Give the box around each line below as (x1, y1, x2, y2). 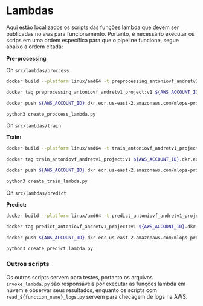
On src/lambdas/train (6, 122, 62, 129)
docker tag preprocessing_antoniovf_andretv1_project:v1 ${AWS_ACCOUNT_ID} (6, 89, 201, 95)
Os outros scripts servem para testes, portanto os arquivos (6, 273, 153, 281)
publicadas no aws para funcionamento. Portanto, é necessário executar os (6, 30, 195, 37)
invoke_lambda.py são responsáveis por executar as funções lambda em (6, 280, 186, 287)
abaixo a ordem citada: (6, 43, 63, 50)
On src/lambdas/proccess (6, 66, 69, 73)
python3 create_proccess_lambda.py (6, 111, 96, 117)
